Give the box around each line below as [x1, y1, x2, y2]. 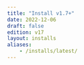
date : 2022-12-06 [7, 16, 57, 23]
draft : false [7, 22, 44, 29]
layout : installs [7, 35, 57, 42]
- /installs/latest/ [19, 48, 78, 55]
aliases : [7, 41, 32, 48]
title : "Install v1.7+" [7, 9, 75, 17]
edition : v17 [7, 28, 44, 36]
